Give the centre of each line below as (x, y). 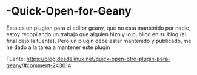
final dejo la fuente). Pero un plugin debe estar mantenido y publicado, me (99, 41)
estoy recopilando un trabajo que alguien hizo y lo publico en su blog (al (96, 34)
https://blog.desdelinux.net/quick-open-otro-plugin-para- (98, 59)
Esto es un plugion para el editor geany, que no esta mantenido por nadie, (98, 28)
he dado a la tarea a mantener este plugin (58, 47)
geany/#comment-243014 (39, 65)
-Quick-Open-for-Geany (69, 11)
